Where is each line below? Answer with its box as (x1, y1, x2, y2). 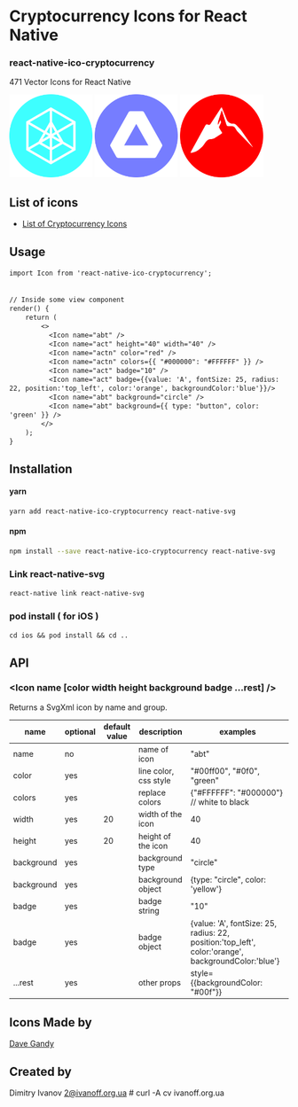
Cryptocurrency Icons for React (9, 6, 247, 27)
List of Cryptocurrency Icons (21, 219, 128, 230)
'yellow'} (190, 884, 222, 894)
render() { (9, 304, 50, 314)
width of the (137, 809, 183, 820)
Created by (9, 1064, 73, 1079)
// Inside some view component (9, 295, 125, 305)
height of (137, 830, 171, 841)
